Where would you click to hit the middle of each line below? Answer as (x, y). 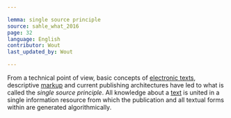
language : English (34, 39)
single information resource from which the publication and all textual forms (116, 100)
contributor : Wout (34, 46)
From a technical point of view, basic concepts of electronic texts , (102, 78)
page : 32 (20, 33)
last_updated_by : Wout (40, 52)
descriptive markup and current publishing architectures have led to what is (115, 85)
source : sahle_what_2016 (43, 26)
